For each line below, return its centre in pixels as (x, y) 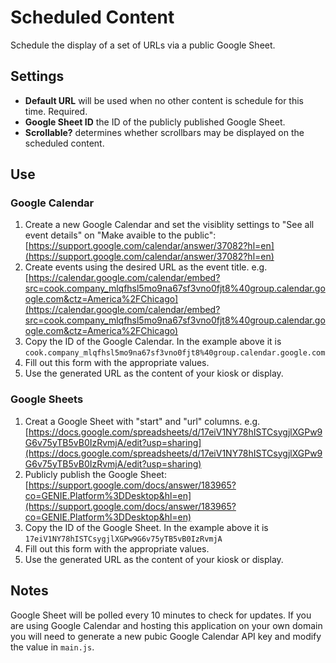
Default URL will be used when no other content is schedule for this (164, 100)
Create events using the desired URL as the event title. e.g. (146, 267)
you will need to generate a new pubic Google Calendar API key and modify (166, 636)
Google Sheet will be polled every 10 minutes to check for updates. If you (161, 615)
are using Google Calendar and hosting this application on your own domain (166, 625)
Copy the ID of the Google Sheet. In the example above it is (146, 527)
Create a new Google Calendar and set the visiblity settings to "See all (169, 225)
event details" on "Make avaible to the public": (120, 235)
